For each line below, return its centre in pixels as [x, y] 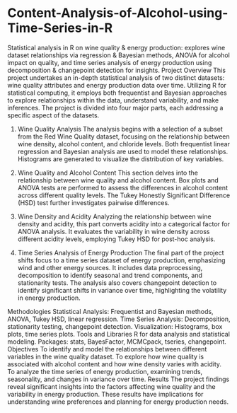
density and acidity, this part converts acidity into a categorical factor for [123, 223]
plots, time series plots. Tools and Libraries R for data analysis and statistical [118, 334]
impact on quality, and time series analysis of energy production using [110, 62]
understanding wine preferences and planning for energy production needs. [118, 402]
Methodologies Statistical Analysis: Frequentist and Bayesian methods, [110, 311]
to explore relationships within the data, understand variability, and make [113, 100]
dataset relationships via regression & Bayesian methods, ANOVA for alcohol [118, 55]
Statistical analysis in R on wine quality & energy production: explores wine [116, 47]
